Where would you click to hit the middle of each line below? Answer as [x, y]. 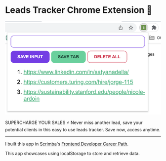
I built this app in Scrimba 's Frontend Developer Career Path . [67, 144]
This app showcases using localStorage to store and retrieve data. [72, 153]
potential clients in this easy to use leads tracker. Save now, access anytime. [83, 129]
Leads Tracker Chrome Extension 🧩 [79, 10]
